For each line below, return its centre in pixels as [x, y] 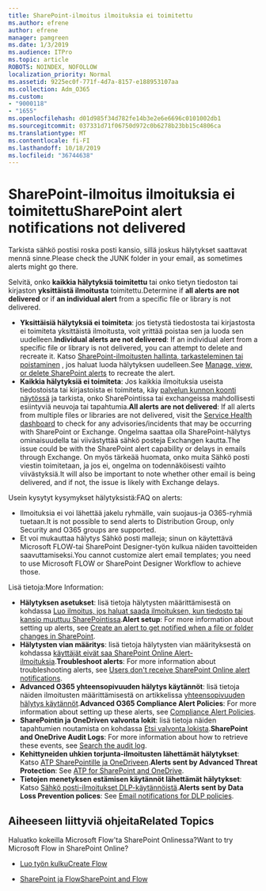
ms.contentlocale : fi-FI [49, 140]
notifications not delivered [97, 228]
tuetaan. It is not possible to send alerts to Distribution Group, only [127, 521]
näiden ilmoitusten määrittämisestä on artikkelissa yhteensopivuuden [132, 695]
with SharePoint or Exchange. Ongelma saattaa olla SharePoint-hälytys [135, 432]
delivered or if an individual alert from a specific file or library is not [120, 299]
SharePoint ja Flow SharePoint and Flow [84, 879]
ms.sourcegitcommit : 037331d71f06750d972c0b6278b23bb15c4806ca [115, 126]
